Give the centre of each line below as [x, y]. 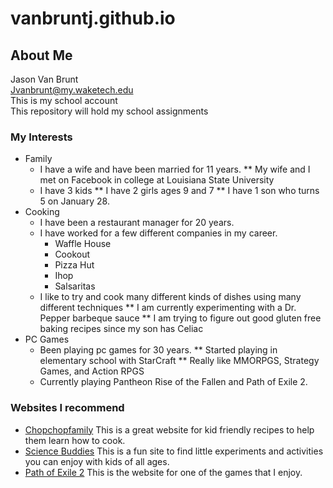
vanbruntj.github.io [93, 18]
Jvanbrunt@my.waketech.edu [72, 90]
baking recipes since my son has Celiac [121, 329]
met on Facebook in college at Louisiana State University [157, 180]
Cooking [42, 212]
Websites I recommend [67, 408]
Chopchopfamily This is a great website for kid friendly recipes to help [169, 429]
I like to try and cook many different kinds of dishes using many [170, 297]
